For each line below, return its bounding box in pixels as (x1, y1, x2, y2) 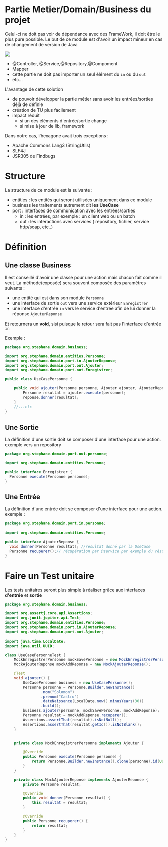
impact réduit (12, 112, 40, 118)
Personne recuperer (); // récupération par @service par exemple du (9, 549, 153, 554)
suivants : (5, 285, 25, 291)
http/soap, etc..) (19, 224, 53, 230)
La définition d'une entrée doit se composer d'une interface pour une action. (5, 506, 163, 512)
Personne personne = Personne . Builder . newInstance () (23, 685, 135, 690)
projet (5, 14, 31, 26)
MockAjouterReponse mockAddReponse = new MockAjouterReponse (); (14, 662, 151, 667)
